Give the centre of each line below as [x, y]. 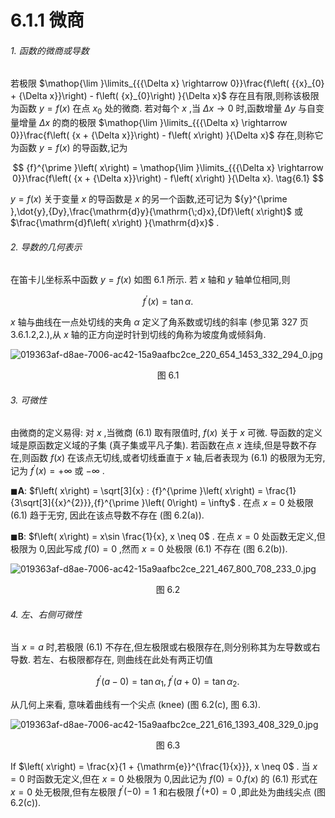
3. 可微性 [29, 400]
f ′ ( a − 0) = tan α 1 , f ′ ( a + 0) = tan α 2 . [168, 682]
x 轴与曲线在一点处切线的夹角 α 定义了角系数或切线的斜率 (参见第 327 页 [159, 322]
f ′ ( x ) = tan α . [168, 301]
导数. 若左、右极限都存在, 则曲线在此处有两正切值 [111, 660]
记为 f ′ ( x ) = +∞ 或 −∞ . [57, 469]
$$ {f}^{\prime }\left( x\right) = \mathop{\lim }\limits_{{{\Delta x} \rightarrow [168, 168]
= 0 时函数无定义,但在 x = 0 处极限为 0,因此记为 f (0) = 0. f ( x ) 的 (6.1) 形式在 [164, 778]
